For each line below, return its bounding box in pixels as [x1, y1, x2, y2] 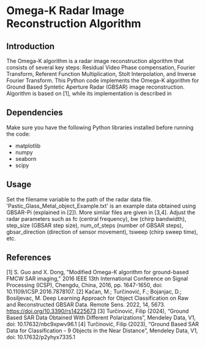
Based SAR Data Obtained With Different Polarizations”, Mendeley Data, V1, [6, 314, 196, 321]
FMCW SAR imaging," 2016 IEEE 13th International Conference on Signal [6, 275, 188, 282]
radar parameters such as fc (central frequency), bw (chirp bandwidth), [6, 215, 187, 222]
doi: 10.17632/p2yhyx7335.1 [6, 334, 75, 341]
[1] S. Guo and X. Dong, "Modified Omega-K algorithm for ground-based [6, 269, 189, 276]
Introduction [6, 41, 55, 51]
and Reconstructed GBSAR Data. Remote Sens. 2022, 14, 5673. [6, 301, 166, 308]
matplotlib [15, 142, 41, 149]
